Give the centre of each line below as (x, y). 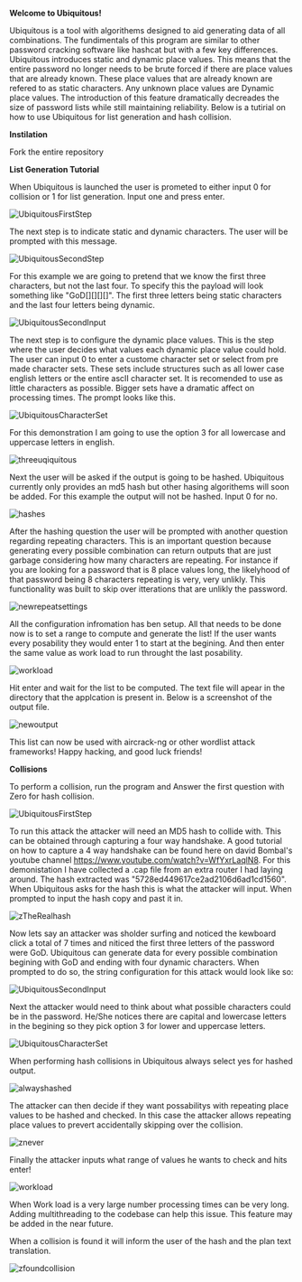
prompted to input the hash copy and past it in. (96, 898)
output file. (29, 707)
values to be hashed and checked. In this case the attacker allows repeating (150, 1115)
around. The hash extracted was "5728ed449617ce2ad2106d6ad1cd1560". (148, 879)
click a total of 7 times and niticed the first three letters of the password (142, 943)
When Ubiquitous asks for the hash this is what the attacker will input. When (151, 889)
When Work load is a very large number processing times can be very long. (150, 1204)
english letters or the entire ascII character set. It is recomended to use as (146, 378)
